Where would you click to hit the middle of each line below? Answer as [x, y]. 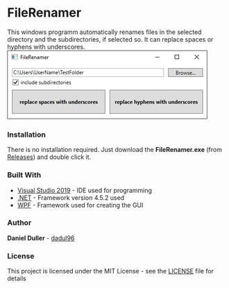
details [17, 278]
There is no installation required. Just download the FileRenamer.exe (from [114, 150]
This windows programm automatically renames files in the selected [104, 32]
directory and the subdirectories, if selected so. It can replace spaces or [110, 39]
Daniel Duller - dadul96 [41, 238]
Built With [24, 175]
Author [19, 223]
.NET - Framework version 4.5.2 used [71, 197]
